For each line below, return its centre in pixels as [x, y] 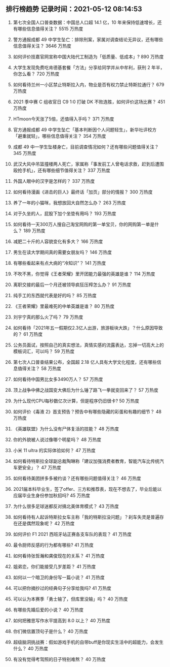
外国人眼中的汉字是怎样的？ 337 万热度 [54, 181]
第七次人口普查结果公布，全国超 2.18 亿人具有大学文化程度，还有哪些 [85, 362]
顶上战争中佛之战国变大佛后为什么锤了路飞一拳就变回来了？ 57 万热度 [86, 390]
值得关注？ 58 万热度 [39, 368]
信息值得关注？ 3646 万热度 [42, 46]
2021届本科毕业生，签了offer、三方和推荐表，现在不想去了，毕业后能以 [87, 489]
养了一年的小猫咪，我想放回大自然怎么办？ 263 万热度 [69, 203]
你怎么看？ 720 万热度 [36, 74]
